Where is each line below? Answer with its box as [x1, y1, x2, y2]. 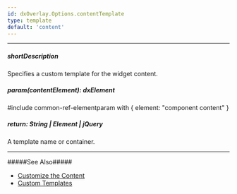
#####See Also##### [7, 158, 73, 166]
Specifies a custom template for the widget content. [7, 70, 159, 78]
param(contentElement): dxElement [7, 85, 115, 94]
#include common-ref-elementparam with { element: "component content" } [7, 104, 229, 112]
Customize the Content [17, 171, 85, 180]
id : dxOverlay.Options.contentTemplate [7, 10, 125, 18]
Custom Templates [17, 179, 73, 188]
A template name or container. [7, 138, 95, 146]
